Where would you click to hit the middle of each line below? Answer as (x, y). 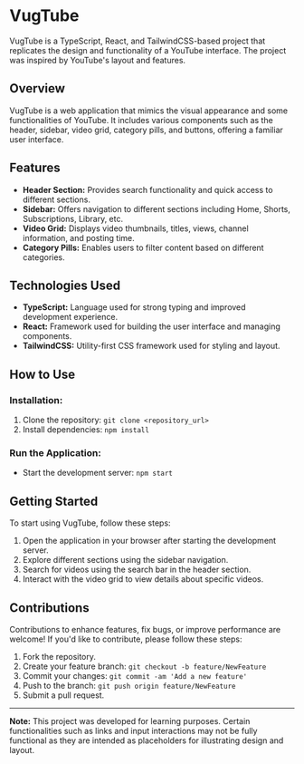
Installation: (36, 400)
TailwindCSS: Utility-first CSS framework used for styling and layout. (151, 346)
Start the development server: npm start (98, 473)
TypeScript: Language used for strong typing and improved (134, 307)
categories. (43, 257)
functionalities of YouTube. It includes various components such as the (141, 120)
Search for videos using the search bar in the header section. (137, 570)
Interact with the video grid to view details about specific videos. (143, 579)
